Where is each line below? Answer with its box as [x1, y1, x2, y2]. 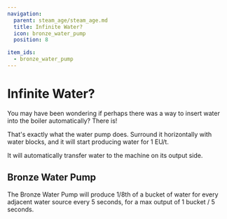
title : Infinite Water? [13, 23, 83, 30]
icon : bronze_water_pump [13, 29, 86, 37]
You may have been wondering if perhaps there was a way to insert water [7, 109, 221, 117]
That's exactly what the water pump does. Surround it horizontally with [7, 130, 212, 138]
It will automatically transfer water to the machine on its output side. [7, 151, 203, 159]
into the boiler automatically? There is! [7, 117, 118, 125]
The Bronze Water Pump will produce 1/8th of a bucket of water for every [7, 190, 219, 199]
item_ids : [7, 49, 36, 56]
